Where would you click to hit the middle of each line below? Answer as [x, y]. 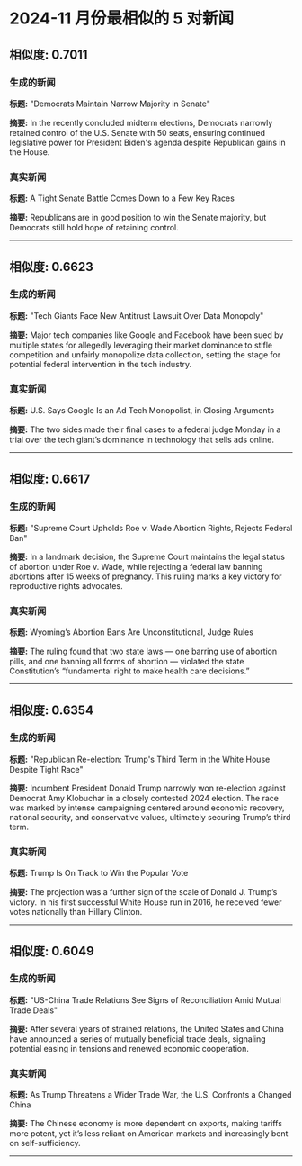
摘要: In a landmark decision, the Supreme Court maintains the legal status [147, 556]
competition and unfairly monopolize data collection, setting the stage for [145, 354]
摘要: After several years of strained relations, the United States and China [147, 1028]
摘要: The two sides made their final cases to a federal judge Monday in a [145, 429]
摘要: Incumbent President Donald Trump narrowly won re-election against [147, 788]
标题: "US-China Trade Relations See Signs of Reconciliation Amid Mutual [145, 999]
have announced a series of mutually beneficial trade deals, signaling [138, 1039]
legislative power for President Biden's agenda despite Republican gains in [147, 142]
